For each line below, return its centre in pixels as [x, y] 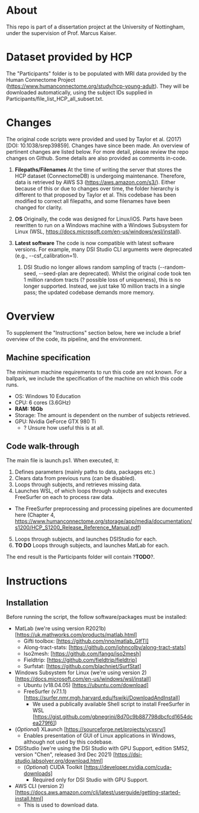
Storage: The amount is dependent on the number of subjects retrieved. [102, 415]
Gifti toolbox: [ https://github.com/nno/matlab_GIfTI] [86, 641]
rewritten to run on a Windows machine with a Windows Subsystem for [101, 225]
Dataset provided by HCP [69, 57]
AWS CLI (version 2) [39, 786]
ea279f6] [44, 723]
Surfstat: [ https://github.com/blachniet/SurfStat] [82, 666]
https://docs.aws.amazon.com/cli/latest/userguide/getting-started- [99, 792]
